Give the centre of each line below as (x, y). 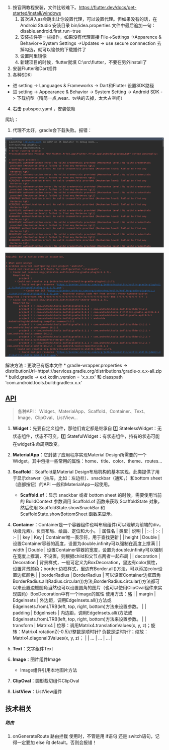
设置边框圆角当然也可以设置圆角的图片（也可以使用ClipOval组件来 (90, 587)
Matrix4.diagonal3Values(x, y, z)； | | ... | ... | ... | (62, 638)
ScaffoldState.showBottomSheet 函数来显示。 (68, 514)
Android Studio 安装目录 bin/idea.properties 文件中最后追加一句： (88, 25)
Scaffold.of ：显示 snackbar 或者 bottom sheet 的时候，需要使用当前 (91, 495)
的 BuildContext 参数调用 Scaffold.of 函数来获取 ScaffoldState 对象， (91, 501)
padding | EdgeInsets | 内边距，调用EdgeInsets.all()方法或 (72, 612)
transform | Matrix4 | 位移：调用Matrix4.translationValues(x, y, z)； (82, 625)
